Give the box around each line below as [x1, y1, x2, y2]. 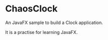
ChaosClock [5, 3, 58, 14]
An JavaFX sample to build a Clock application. [5, 19, 103, 25]
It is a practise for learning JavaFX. [5, 29, 78, 35]
